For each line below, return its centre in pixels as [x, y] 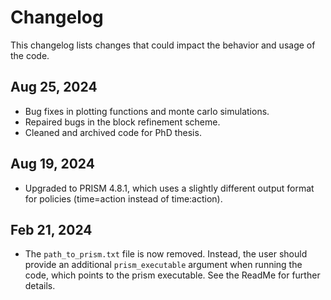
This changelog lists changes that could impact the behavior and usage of [163, 45]
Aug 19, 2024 [52, 164]
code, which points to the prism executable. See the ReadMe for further [172, 275]
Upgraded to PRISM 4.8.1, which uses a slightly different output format [169, 188]
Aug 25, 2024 [54, 87]
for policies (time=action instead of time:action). [123, 198]
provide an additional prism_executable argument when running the [163, 265]
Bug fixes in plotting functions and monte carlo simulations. [147, 111]
